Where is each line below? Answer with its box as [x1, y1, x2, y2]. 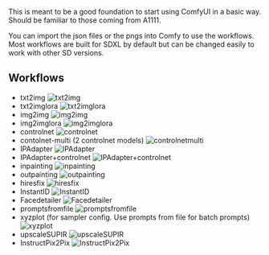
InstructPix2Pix [19, 237, 71, 248]
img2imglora [19, 118, 62, 128]
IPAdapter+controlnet [19, 152, 91, 162]
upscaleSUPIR [19, 229, 67, 239]
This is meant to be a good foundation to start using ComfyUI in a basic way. [8, 7, 262, 16]
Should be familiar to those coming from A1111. [8, 15, 162, 25]
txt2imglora [19, 101, 59, 111]
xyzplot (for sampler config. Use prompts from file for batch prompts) [19, 212, 251, 222]
